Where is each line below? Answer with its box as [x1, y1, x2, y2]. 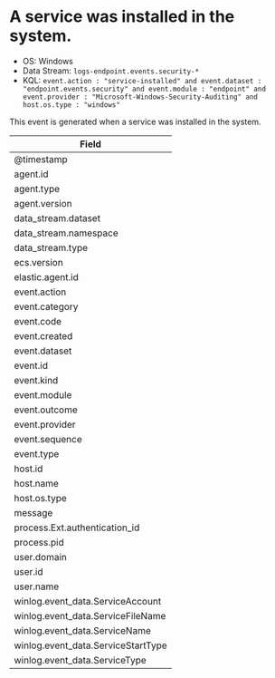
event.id [14, 359, 48, 372]
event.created [14, 329, 73, 342]
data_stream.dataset [14, 211, 101, 224]
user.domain [14, 550, 68, 563]
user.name [14, 580, 60, 593]
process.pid [14, 536, 65, 548]
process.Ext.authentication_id [14, 521, 140, 534]
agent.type [14, 182, 61, 195]
